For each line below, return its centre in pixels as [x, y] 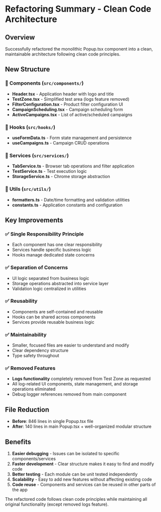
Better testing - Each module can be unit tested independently [75, 474]
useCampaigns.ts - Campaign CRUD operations [61, 143]
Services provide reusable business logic [53, 322]
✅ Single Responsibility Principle [44, 234]
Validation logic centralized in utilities [49, 289]
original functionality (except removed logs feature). [57, 504]
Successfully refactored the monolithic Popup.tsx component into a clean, [79, 49]
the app [20, 490]
